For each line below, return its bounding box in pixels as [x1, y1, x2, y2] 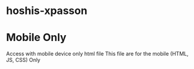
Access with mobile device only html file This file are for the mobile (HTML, [6, 50, 189, 57]
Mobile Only [6, 31, 67, 44]
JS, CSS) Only [6, 57, 41, 64]
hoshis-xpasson [6, 4, 87, 18]
